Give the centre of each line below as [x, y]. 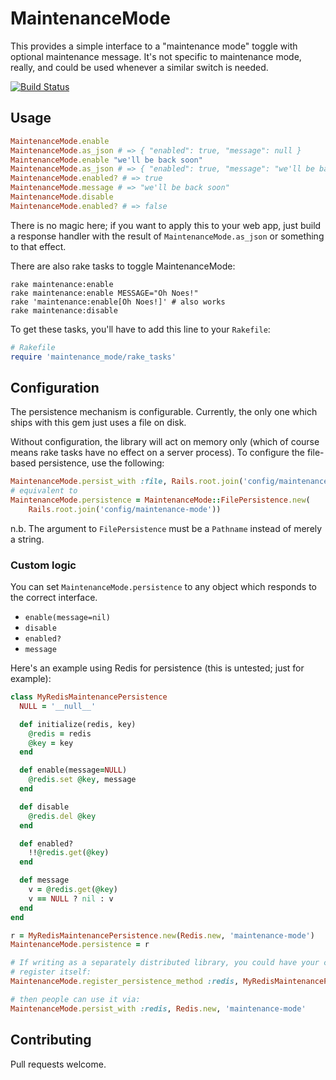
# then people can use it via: [75, 999]
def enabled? [46, 843]
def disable [44, 807]
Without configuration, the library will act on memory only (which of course [165, 442]
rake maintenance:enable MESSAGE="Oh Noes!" [104, 293]
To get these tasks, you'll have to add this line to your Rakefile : [140, 329]
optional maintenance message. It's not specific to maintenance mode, [156, 56]
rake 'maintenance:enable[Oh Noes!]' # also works [118, 302]
